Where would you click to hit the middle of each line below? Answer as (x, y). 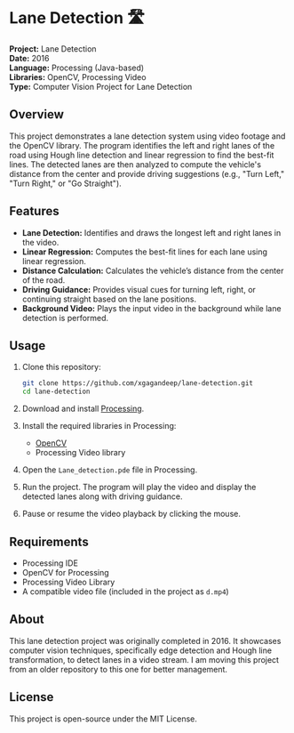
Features (34, 211)
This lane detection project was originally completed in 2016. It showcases (145, 640)
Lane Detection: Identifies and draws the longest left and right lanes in (151, 232)
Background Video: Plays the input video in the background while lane (151, 308)
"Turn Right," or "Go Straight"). (65, 183)
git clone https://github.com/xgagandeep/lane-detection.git (138, 383)
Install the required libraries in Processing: (99, 426)
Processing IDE (50, 563)
